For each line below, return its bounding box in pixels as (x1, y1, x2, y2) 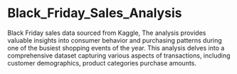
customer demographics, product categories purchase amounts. (7, 58, 197, 67)
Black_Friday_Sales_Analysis (7, 5, 182, 21)
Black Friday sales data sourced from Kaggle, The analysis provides (7, 28, 206, 37)
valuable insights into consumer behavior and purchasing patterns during (7, 36, 222, 44)
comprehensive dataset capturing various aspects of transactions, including (7, 51, 231, 60)
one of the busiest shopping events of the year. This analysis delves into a (7, 43, 225, 52)
